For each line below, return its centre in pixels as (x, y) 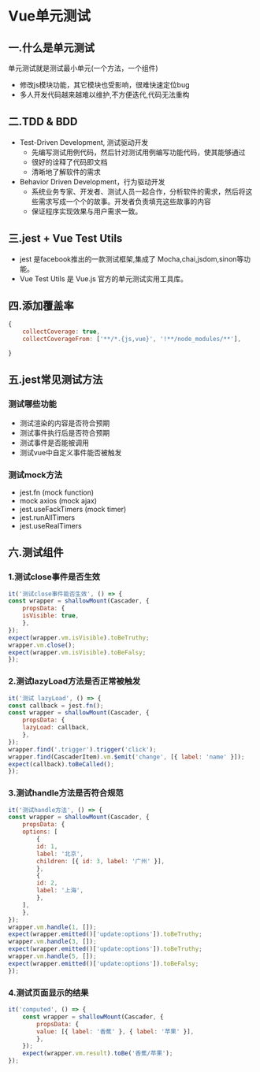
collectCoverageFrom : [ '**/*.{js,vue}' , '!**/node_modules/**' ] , (132, 339)
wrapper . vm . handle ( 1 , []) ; (52, 927)
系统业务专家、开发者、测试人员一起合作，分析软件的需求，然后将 (138, 191)
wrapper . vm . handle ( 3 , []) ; (52, 942)
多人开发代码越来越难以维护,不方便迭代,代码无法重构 (104, 95)
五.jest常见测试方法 (56, 380)
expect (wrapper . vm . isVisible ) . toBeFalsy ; (77, 652)
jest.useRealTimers (51, 525)
